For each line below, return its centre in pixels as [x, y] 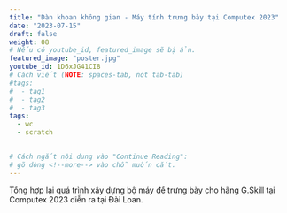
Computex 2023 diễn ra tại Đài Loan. [76, 199]
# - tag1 [27, 91]
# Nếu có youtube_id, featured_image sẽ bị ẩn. [103, 50]
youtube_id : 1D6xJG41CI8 [55, 67]
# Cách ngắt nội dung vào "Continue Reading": [99, 156]
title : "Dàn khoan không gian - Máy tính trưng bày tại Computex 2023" [144, 17]
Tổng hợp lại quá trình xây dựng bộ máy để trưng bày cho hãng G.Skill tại [143, 190]
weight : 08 [29, 42]
